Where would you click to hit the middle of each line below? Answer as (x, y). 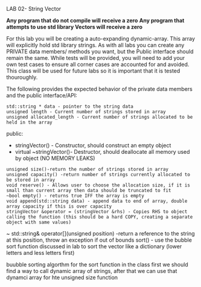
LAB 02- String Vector (34, 9)
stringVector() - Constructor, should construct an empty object (93, 145)
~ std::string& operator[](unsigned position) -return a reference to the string (101, 233)
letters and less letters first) (40, 253)
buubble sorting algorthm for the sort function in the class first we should (97, 265)
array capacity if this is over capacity (59, 206)
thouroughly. (22, 77)
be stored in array (31, 180)
